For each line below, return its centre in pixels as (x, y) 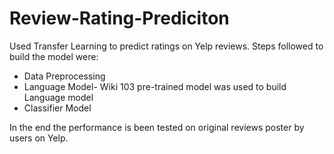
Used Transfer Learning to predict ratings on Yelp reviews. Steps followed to (166, 46)
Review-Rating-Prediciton (119, 18)
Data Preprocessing (64, 76)
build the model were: (54, 56)
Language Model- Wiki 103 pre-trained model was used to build (155, 86)
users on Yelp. (39, 138)
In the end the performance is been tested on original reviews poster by (157, 127)
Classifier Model (57, 108)
